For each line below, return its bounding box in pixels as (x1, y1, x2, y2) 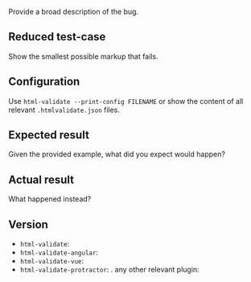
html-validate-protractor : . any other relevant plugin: (19, 265, 200, 275)
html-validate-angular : (19, 247, 99, 257)
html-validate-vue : (19, 256, 84, 266)
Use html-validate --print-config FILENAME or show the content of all (8, 96, 244, 106)
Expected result (8, 128, 90, 142)
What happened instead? (8, 194, 92, 204)
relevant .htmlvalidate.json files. (8, 105, 121, 114)
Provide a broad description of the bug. (8, 7, 139, 16)
